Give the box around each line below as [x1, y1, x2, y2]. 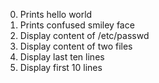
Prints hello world [19, 9, 93, 20]
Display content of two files [19, 40, 133, 52]
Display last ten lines [19, 51, 105, 63]
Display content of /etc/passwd [19, 30, 150, 41]
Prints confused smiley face [19, 19, 135, 31]
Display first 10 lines [19, 62, 103, 73]
